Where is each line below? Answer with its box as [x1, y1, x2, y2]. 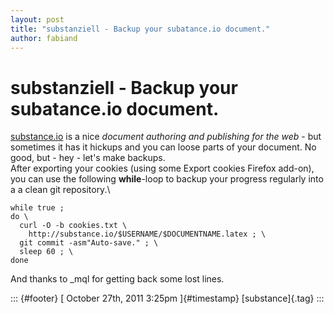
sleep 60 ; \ [19, 247, 74, 257]
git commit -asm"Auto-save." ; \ [19, 238, 159, 248]
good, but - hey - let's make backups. [10, 152, 166, 164]
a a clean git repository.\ [10, 184, 111, 196]
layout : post [10, 14, 65, 25]
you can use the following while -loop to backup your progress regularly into [10, 173, 324, 185]
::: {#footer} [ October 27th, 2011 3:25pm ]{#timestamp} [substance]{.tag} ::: [10, 292, 325, 305]
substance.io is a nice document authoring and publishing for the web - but [10, 131, 322, 143]
